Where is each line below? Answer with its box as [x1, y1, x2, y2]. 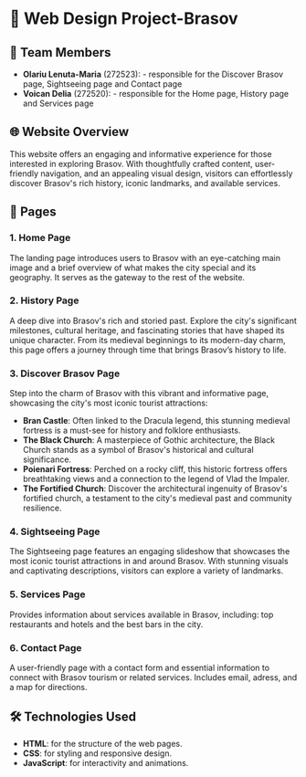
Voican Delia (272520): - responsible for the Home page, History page [22, 89, 290, 99]
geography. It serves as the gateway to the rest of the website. [9, 271, 245, 282]
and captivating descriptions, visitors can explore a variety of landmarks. [9, 565, 284, 576]
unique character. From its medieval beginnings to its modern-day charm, [9, 334, 286, 345]
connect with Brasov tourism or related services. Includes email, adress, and [9, 671, 298, 683]
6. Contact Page [9, 641, 82, 654]
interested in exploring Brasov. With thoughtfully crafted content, [9, 158, 253, 169]
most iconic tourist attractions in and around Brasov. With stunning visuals [9, 556, 290, 567]
